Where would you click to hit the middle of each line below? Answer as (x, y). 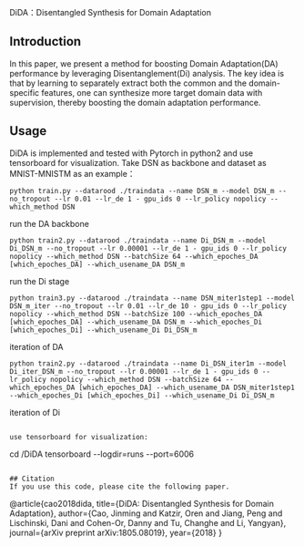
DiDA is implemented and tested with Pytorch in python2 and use (131, 153)
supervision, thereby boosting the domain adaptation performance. (135, 102)
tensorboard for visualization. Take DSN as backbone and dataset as (138, 162)
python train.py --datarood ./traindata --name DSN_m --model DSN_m (142, 191)
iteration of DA (36, 346)
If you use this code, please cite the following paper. (120, 486)
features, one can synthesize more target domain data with (152, 92)
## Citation (32, 479)
